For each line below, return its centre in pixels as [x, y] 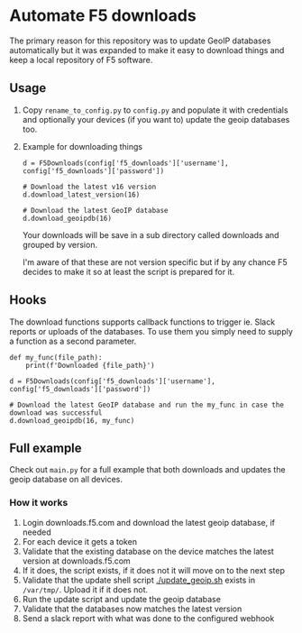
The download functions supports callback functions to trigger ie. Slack [142, 322]
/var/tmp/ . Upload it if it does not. [85, 589]
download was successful [56, 413]
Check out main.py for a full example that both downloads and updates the [147, 470]
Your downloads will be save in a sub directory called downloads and [151, 234]
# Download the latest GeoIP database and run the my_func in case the [146, 405]
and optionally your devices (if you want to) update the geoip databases [156, 119]
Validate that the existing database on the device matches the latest [148, 551]
